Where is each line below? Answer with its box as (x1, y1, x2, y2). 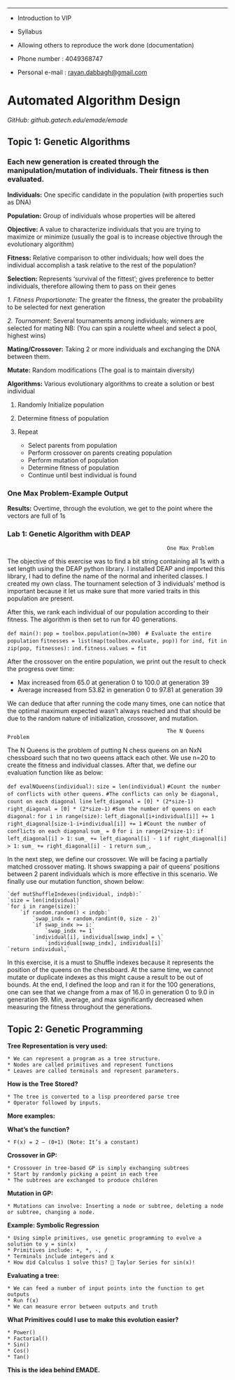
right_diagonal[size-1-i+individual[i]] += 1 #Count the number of (7, 820, 206, 828)
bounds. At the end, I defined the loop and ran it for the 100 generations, (7, 980, 215, 989)
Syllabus (17, 27, 43, 36)
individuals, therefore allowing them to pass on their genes (7, 281, 176, 290)
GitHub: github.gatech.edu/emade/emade (7, 115, 128, 124)
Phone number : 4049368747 (17, 55, 104, 63)
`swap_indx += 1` (44, 928, 96, 935)
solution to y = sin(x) (7, 1241, 77, 1248)
